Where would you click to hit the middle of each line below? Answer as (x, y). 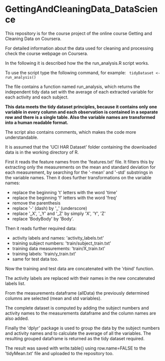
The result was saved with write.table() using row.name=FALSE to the (76, 348)
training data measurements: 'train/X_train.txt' (59, 248)
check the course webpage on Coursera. (47, 53)
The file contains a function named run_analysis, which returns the (73, 86)
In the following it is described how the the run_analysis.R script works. (77, 63)
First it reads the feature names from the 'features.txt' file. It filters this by (80, 161)
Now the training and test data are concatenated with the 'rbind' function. (80, 268)
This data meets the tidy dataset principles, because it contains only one (81, 106)
